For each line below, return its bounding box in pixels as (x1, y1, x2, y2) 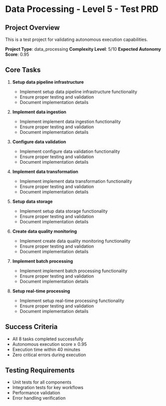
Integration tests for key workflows (12, 385, 84, 391)
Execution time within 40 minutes (12, 346, 81, 352)
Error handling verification (12, 395, 66, 401)
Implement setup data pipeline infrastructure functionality (19, 89, 137, 95)
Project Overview (5, 23, 60, 32)
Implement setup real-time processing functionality (19, 298, 125, 304)
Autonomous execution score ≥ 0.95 (12, 341, 87, 347)
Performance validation (12, 390, 60, 396)
